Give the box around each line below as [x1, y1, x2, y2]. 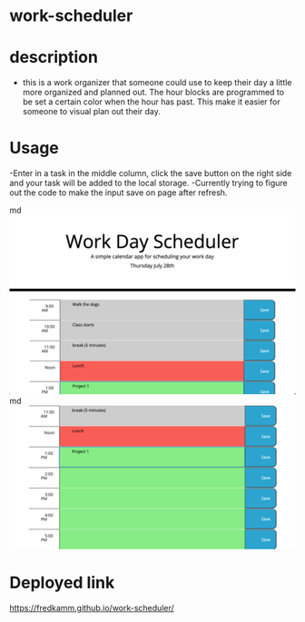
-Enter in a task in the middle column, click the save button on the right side [9, 168, 292, 179]
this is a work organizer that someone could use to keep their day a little [22, 77, 292, 88]
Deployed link [9, 573, 115, 593]
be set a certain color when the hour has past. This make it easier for [22, 96, 280, 107]
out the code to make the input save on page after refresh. [9, 187, 228, 198]
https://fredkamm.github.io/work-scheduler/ [9, 602, 174, 613]
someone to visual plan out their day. [22, 106, 162, 117]
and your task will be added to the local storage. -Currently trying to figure [9, 178, 288, 189]
